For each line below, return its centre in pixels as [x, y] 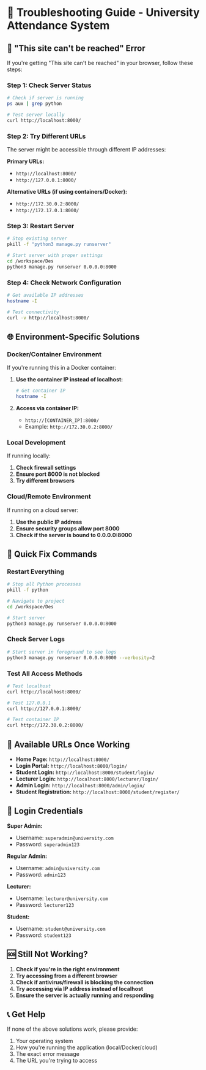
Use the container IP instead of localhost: [69, 380]
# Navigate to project [36, 601]
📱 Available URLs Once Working [68, 744]
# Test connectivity [33, 312]
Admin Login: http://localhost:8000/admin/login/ [80, 785]
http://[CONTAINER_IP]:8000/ [62, 421]
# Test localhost [29, 686]
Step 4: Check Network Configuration [64, 283]
